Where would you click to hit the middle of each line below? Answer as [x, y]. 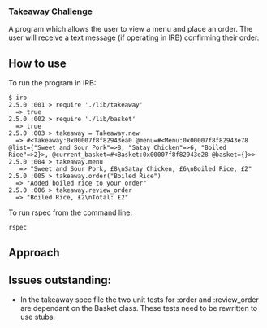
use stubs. [37, 317]
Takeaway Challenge [51, 11]
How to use [37, 63]
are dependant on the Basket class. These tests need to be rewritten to [139, 308]
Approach [34, 253]
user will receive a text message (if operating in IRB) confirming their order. [134, 37]
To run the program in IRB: [52, 83]
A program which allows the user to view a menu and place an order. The [131, 29]
